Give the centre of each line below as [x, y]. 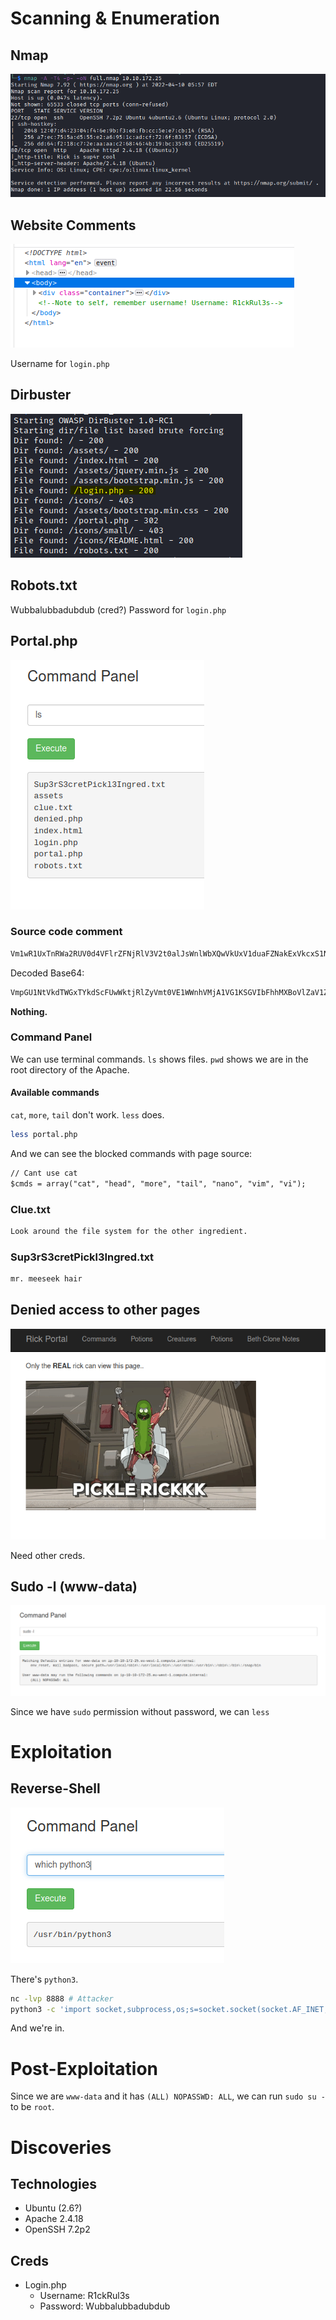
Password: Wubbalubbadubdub [105, 2306]
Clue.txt [30, 1209]
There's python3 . [44, 1979]
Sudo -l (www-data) [74, 1586]
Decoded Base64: [47, 973]
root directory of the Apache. [70, 1069]
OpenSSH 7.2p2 [57, 2229]
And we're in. [37, 2028]
